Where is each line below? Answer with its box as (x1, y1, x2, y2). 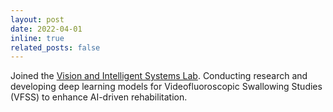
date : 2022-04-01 (10, 24, 83, 34)
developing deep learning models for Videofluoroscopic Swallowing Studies (10, 81, 323, 93)
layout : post (10, 14, 65, 25)
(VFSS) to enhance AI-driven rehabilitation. (10, 91, 188, 103)
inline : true (10, 33, 65, 43)
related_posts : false (10, 42, 101, 53)
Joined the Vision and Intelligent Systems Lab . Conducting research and (10, 70, 308, 82)
